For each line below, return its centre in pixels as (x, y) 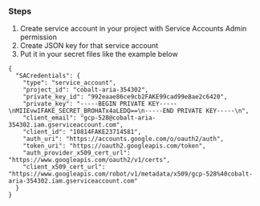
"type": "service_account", (69, 83)
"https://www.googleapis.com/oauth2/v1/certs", (89, 160)
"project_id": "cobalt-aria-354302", (86, 90)
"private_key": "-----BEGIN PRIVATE (84, 104)
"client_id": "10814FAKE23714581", (82, 132)
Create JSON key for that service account (89, 46)
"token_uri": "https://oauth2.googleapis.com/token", (114, 146)
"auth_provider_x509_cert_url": (77, 153)
